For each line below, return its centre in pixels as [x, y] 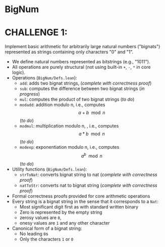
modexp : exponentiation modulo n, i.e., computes [69, 147]
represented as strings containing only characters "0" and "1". [69, 52]
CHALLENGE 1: [36, 33]
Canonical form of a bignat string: [47, 228]
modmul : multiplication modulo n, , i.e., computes [69, 126]
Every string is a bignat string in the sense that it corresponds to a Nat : [85, 201]
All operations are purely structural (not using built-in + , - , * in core [81, 67]
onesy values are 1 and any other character [65, 223]
